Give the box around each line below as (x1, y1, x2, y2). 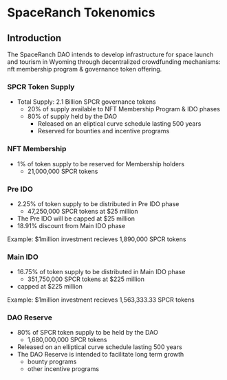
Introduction (7, 32, 62, 44)
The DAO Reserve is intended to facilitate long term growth (17, 350, 184, 359)
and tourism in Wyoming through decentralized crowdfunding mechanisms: (7, 58, 221, 66)
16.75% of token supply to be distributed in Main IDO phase (17, 268, 186, 276)
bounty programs (27, 357, 77, 366)
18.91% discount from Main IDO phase (17, 221, 126, 230)
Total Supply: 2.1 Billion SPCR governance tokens (17, 98, 156, 106)
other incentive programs (27, 365, 100, 373)
